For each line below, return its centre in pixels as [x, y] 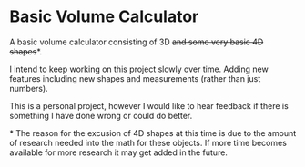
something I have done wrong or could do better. [101, 115]
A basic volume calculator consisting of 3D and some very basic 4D [137, 42]
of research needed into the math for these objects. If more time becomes [148, 142]
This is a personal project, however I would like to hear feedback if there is [149, 105]
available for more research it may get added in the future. [118, 152]
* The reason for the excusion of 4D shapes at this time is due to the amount [153, 133]
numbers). [29, 88]
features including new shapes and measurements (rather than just [135, 78]
